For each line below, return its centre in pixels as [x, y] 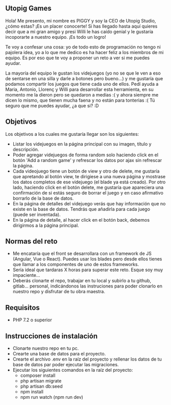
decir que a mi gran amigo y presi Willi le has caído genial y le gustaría [79, 31]
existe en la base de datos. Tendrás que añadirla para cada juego [81, 209]
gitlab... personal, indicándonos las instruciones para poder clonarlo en [87, 286]
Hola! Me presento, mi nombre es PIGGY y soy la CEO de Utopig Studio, [81, 20]
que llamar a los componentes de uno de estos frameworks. [76, 265]
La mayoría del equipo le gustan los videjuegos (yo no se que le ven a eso [83, 73]
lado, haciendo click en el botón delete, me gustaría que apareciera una [88, 187]
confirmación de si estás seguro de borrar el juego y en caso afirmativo [88, 193]
